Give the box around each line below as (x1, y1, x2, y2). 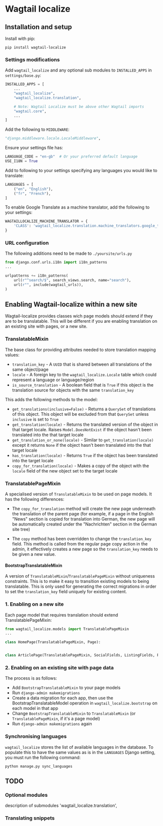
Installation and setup (5, 23, 72, 31)
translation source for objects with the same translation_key (12, 387, 134, 393)
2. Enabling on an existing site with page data (5, 664, 114, 671)
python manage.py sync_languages (5, 764, 73, 769)
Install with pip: (5, 35, 35, 41)
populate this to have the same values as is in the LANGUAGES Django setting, (5, 749, 156, 755)
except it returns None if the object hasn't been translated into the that (12, 442, 151, 448)
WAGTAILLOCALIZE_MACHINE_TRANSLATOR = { (5, 219, 88, 224)
